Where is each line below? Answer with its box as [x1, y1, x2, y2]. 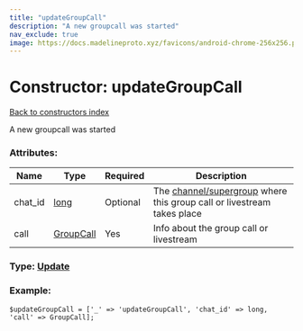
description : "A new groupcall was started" [9, 22, 179, 31]
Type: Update [9, 260, 70, 273]
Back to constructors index [9, 107, 110, 118]
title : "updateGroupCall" [9, 13, 106, 22]
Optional [105, 196, 142, 209]
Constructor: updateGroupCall [9, 77, 243, 97]
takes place [152, 208, 203, 220]
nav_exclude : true [9, 30, 78, 39]
